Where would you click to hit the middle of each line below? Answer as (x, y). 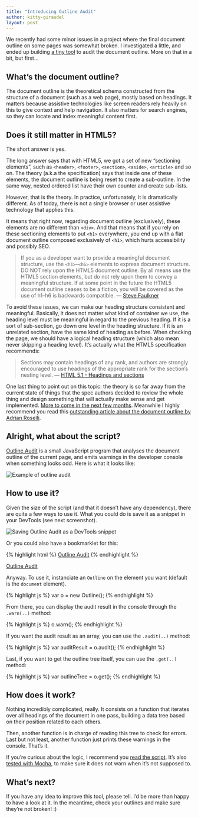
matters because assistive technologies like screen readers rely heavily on (96, 104)
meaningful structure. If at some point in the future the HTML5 (96, 283)
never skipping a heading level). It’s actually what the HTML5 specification (96, 345)
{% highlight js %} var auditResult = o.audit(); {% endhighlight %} (85, 647)
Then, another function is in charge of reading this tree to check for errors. (97, 733)
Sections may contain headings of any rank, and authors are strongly (104, 362)
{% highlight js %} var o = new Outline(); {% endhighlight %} (80, 595)
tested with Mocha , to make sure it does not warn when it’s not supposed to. (99, 764)
